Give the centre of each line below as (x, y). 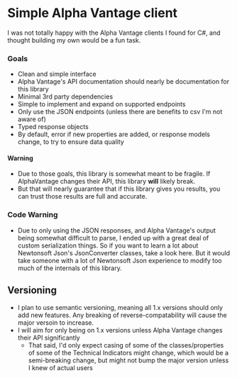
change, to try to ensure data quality (71, 142)
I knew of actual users (61, 367)
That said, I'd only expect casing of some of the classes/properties (126, 345)
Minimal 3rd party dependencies (65, 96)
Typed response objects (53, 127)
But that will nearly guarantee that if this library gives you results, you (119, 189)
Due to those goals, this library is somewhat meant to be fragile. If (114, 174)
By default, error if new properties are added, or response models (114, 134)
